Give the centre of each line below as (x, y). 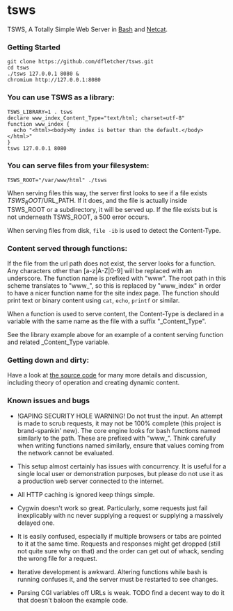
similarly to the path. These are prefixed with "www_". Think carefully (116, 438)
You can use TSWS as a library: (61, 97)
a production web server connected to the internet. (90, 481)
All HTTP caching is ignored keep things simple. (86, 494)
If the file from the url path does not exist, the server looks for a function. (112, 263)
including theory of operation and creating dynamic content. (94, 383)
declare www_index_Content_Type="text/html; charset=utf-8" (96, 118)
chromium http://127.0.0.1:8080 (54, 80)
